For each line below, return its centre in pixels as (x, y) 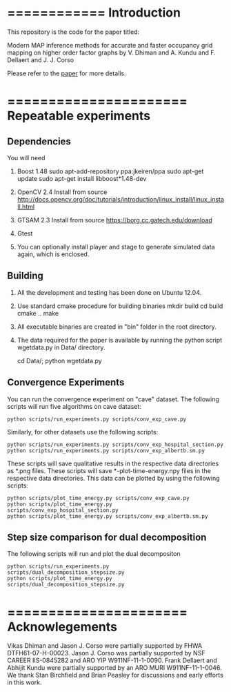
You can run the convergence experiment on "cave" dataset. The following (113, 399)
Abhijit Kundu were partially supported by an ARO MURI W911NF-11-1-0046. (114, 668)
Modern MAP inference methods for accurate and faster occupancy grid (110, 45)
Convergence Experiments (66, 382)
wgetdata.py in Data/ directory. (61, 347)
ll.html (26, 206)
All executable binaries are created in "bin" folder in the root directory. (117, 327)
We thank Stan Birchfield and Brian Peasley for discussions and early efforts (115, 675)
